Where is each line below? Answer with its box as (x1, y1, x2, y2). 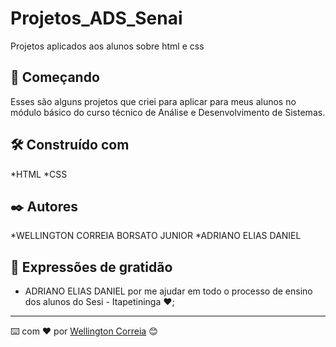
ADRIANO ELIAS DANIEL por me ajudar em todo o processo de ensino (24, 285, 313, 297)
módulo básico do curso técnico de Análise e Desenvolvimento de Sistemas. (10, 106, 326, 118)
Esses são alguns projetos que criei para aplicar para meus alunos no (10, 95, 297, 107)
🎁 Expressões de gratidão (10, 258, 173, 276)
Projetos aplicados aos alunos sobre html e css (10, 40, 205, 52)
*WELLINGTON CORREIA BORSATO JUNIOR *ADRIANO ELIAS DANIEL (10, 230, 302, 242)
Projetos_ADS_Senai (10, 7, 183, 30)
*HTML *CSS (10, 168, 68, 180)
